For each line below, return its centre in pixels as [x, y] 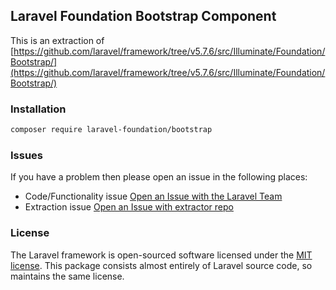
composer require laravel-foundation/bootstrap [111, 130]
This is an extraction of [57, 40]
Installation [38, 109]
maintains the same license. [67, 276]
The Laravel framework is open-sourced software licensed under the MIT [161, 255]
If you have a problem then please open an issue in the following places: [159, 177]
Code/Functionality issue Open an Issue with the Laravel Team [153, 196]
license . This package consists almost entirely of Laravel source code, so [161, 265]
